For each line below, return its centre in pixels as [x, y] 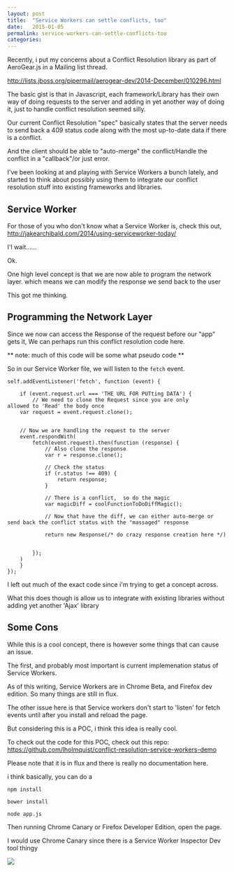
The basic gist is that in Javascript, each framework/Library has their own [113, 95]
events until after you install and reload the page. [78, 714]
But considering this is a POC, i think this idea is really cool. [93, 728]
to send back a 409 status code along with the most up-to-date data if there [117, 130]
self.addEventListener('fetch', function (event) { [84, 381]
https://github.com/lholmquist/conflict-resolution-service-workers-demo [112, 749]
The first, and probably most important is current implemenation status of [113, 665]
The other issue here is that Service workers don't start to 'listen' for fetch [114, 707]
